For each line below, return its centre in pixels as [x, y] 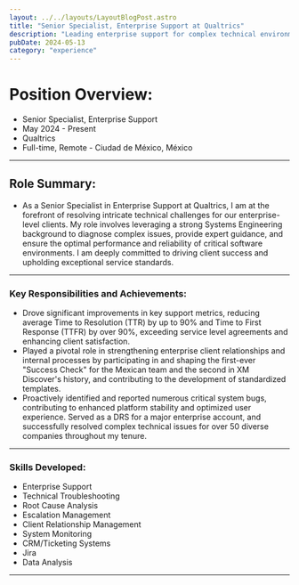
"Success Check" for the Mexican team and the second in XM [136, 370]
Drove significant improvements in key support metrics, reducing [141, 313]
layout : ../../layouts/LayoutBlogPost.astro [93, 17]
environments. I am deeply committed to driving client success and [145, 252]
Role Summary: [53, 184]
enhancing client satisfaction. [76, 341]
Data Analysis [47, 563]
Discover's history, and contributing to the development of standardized [154, 379]
